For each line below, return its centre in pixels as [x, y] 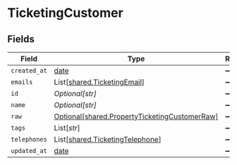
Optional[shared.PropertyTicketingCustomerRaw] [136, 116]
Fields [21, 39]
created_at [29, 71]
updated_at [29, 151]
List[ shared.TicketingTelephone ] [108, 139]
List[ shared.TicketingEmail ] [99, 82]
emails [22, 82]
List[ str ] [67, 128]
